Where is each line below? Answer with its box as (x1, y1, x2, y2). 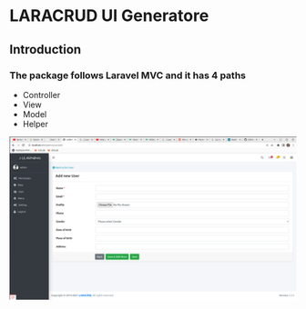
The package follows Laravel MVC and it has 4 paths (9, 69, 246, 82)
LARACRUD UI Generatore (9, 5, 209, 26)
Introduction (9, 42, 82, 57)
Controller (22, 89, 61, 100)
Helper (22, 118, 48, 129)
